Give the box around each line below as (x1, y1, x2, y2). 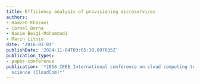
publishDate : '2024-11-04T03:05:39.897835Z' (6, 47, 118, 53)
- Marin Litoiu (6, 36, 44, 42)
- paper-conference (6, 58, 55, 64)
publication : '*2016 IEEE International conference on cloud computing (6, 63, 187, 70)
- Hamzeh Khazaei (6, 20, 49, 25)
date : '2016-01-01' (6, 42, 55, 48)
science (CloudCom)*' (11, 69, 65, 75)
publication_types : (6, 53, 55, 59)
